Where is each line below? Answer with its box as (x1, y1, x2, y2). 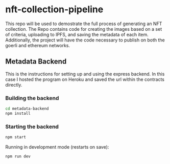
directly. (5, 81, 22, 88)
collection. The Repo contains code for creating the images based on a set (5, 26, 162, 32)
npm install (5, 111, 31, 116)
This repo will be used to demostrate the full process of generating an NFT (5, 20, 162, 27)
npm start (5, 135, 27, 140)
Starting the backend (5, 123, 59, 130)
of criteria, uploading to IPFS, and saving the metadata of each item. (5, 31, 149, 37)
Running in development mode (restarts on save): (5, 143, 109, 150)
